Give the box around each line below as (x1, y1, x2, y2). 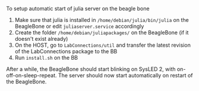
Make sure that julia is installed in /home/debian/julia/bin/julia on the (14, 17, 189, 23)
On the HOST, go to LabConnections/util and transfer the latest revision (14, 41, 191, 48)
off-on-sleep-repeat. (6, 72, 58, 79)
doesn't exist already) (14, 35, 68, 42)
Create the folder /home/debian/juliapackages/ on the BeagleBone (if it (14, 29, 189, 36)
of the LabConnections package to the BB (14, 48, 118, 55)
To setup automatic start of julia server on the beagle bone (6, 5, 150, 12)
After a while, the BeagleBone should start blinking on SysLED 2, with (6, 66, 176, 73)
